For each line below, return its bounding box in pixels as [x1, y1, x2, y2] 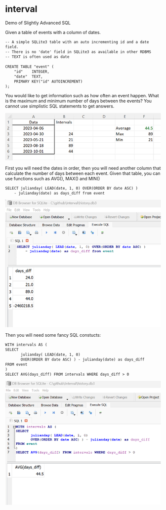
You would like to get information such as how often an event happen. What [5, 92, 159, 98]
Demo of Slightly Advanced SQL [5, 20, 71, 26]
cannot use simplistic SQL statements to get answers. [5, 103, 115, 109]
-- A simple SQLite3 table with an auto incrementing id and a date [5, 39, 149, 44]
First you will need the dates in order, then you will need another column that [5, 165, 161, 171]
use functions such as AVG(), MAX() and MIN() [5, 176, 100, 182]
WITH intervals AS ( [5, 342, 48, 348]
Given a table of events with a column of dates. [5, 29, 101, 35]
